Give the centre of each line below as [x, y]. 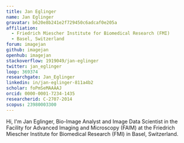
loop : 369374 [22, 72]
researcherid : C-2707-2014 [39, 99]
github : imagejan [27, 50]
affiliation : [22, 28]
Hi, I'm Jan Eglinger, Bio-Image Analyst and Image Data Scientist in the [92, 121]
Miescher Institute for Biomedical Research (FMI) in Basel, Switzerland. [92, 134]
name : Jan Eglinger [30, 17]
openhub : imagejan [29, 55]
